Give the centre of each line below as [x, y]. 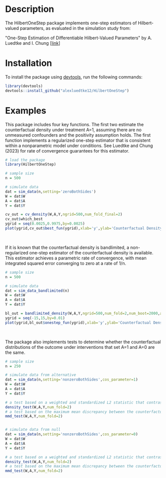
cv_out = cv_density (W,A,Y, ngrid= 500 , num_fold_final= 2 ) [64, 215]
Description [30, 9]
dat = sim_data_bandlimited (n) [37, 291]
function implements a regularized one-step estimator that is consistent [78, 140]
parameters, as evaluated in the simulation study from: [75, 28]
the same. [15, 352]
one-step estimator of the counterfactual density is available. [91, 252]
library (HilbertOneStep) [31, 164]
